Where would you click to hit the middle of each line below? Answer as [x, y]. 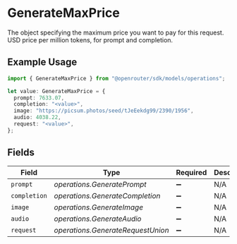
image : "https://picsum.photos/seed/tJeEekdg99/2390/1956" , [104, 111]
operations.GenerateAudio [98, 219]
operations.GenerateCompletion [107, 195]
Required [192, 172]
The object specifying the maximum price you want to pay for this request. [116, 32]
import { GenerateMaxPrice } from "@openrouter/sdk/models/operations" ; [116, 78]
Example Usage [42, 62]
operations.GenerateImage [98, 207]
